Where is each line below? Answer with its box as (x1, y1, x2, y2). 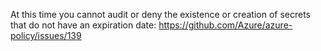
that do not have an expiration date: (10, 19, 157, 31)
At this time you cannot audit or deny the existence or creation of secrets (10, 9, 311, 20)
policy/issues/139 (10, 30, 82, 41)
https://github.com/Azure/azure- (158, 19, 293, 31)
